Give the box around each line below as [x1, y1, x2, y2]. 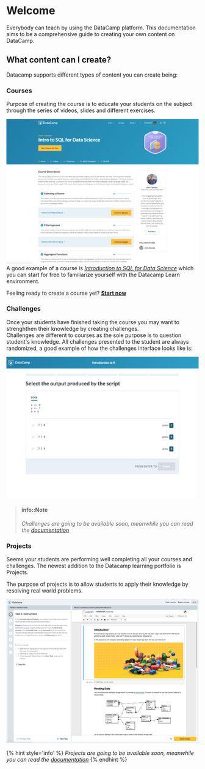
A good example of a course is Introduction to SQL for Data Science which [6, 264, 194, 271]
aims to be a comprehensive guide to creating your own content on [6, 30, 175, 37]
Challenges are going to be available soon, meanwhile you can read [21, 520, 193, 527]
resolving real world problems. [6, 586, 83, 594]
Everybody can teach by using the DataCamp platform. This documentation [6, 24, 196, 31]
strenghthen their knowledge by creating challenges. [6, 325, 139, 332]
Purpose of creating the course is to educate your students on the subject [6, 100, 192, 108]
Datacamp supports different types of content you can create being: [6, 71, 178, 78]
